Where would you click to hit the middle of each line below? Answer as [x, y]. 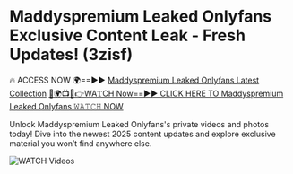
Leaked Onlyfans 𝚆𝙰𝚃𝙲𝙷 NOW [66, 106]
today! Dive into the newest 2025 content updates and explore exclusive [142, 134]
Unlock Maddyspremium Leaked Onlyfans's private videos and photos [139, 124]
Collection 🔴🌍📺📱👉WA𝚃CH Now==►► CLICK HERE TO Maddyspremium [146, 93]
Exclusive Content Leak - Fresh [128, 35]
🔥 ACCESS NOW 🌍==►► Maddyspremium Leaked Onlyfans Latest [134, 80]
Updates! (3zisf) [71, 55]
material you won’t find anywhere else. [81, 143]
